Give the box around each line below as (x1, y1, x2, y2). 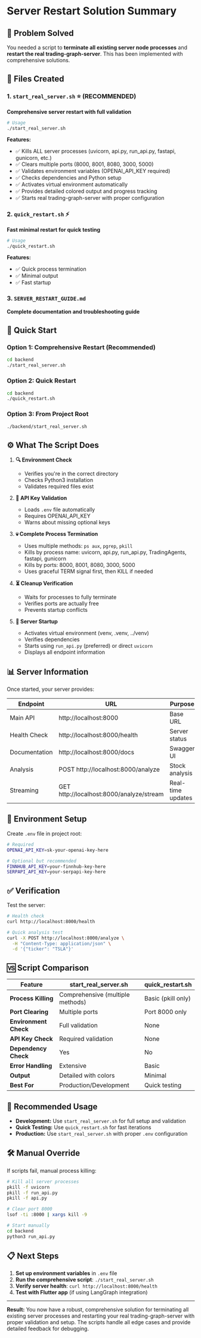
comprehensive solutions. (7, 57, 70, 63)
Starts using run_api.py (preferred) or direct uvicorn (24, 642, 153, 650)
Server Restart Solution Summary (7, 4, 177, 18)
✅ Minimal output (15, 272, 58, 280)
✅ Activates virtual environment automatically (15, 181, 128, 188)
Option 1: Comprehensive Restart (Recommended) (7, 343, 156, 351)
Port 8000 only (144, 1008, 187, 1016)
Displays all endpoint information (24, 648, 106, 656)
